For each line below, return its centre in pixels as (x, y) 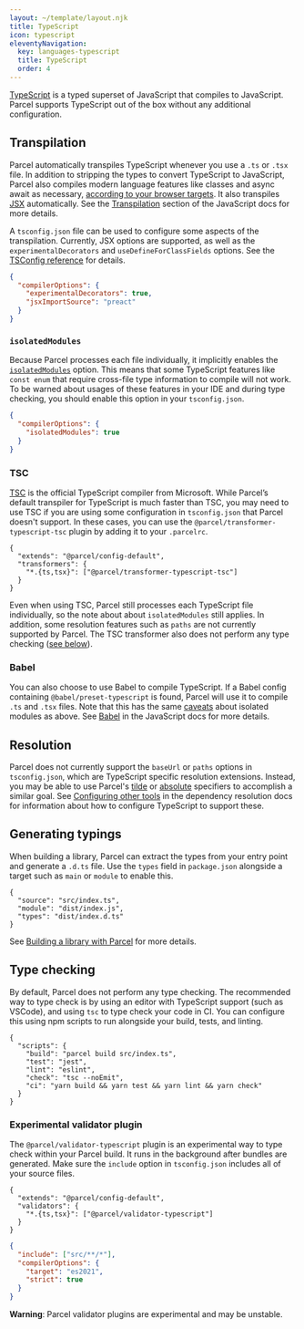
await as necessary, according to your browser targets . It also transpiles (145, 193)
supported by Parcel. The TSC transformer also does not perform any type (149, 634)
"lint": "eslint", (61, 1069)
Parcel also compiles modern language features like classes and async (142, 184)
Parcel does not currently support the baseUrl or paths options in (131, 767)
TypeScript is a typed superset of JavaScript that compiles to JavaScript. (147, 94)
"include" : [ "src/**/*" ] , (67, 1254)
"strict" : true (55, 1280)
